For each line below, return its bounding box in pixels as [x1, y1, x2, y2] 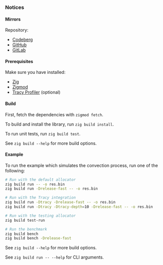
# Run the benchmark [5, 227, 48, 232]
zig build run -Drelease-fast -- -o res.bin [5, 186, 98, 191]
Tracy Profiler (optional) [12, 89, 61, 95]
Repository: [5, 27, 29, 33]
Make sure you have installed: [5, 69, 65, 75]
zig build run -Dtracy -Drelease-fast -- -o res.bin [5, 200, 116, 205]
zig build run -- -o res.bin [5, 182, 65, 187]
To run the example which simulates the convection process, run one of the [5, 162, 159, 168]
